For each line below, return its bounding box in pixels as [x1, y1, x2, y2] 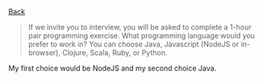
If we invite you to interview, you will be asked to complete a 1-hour [27, 22, 252, 31]
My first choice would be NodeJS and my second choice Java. [8, 63, 217, 73]
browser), [27, 48, 61, 57]
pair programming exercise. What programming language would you [27, 31, 256, 40]
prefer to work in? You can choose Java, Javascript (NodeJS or [27, 39, 240, 49]
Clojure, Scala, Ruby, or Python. [61, 48, 168, 57]
